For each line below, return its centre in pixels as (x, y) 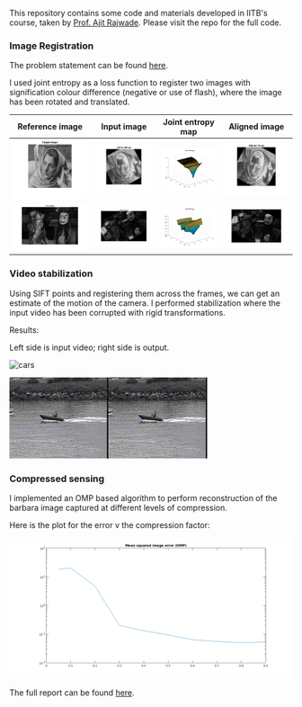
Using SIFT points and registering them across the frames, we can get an (145, 293)
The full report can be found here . (72, 693)
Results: (24, 330)
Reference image (50, 127)
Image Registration (52, 46)
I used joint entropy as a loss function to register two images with (130, 83)
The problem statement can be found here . (89, 66)
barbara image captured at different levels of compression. (118, 508)
